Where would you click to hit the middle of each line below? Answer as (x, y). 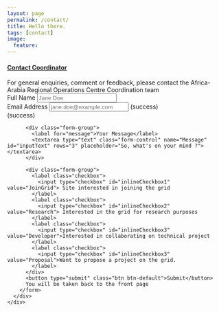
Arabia (16, 90)
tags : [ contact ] (30, 33)
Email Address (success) (83, 107)
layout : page (26, 13)
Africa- (200, 82)
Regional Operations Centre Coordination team (93, 90)
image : (16, 39)
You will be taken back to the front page (87, 285)
